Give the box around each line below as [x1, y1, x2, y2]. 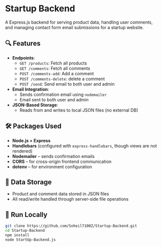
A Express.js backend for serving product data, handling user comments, [5, 19, 153, 25]
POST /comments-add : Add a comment [19, 70, 94, 76]
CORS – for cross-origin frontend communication [12, 158, 112, 164]
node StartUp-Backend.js [5, 237, 56, 242]
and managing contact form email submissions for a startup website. [5, 24, 144, 30]
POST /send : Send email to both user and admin [19, 81, 115, 87]
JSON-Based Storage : [12, 102, 58, 108]
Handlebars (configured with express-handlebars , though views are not [12, 143, 157, 149]
